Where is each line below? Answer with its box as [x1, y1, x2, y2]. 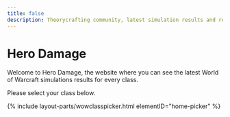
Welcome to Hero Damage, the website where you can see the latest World [7, 68, 219, 77]
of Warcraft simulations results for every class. [7, 76, 138, 84]
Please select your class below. [7, 89, 96, 97]
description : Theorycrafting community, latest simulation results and [7, 16, 216, 23]
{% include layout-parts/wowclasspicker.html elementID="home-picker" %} [7, 102, 221, 110]
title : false [7, 10, 44, 17]
